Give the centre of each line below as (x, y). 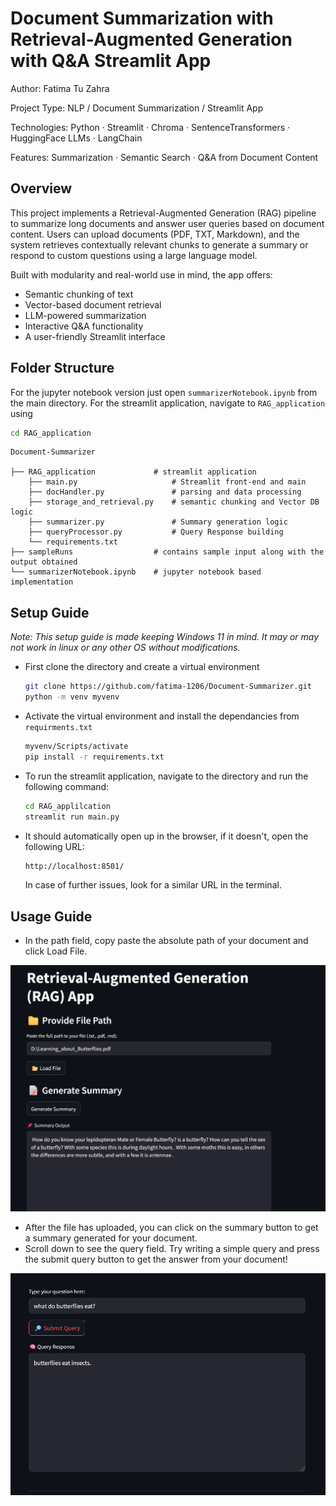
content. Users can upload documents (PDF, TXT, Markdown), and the (155, 234)
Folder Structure (62, 368)
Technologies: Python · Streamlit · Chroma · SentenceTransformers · (150, 127)
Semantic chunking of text (79, 294)
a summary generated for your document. (111, 1238)
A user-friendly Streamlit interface (95, 336)
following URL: (54, 846)
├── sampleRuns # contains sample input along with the (167, 552)
